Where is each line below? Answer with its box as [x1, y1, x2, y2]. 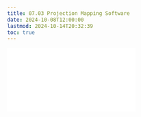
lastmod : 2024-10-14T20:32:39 [7, 22, 94, 29]
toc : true [7, 29, 36, 36]
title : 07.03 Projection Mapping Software [7, 10, 130, 17]
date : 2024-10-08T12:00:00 [7, 16, 84, 23]
